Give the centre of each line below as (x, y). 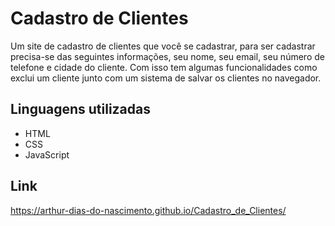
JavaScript (47, 154)
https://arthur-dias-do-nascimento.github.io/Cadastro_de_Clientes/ (148, 210)
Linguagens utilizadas (81, 109)
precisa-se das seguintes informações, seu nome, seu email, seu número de (167, 56)
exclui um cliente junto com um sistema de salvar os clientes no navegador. (166, 78)
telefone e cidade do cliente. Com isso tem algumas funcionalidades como (164, 67)
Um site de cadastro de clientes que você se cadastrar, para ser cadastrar (163, 46)
